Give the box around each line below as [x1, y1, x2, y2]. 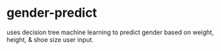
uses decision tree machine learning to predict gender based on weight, [6, 28, 214, 36]
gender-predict [6, 5, 97, 21]
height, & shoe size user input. [6, 35, 94, 43]
